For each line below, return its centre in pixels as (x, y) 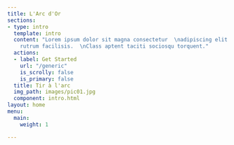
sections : (22, 20)
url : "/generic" (44, 66)
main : (22, 118)
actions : (26, 53)
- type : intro (28, 27)
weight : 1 (34, 124)
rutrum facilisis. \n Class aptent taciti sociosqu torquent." (115, 46)
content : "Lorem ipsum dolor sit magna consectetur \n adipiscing (113, 40)
